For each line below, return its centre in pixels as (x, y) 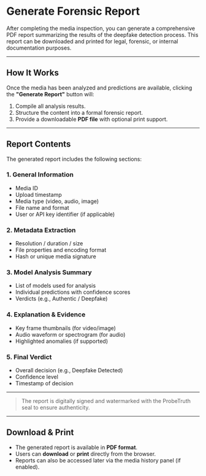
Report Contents (39, 144)
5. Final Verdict (29, 357)
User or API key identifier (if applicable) (65, 214)
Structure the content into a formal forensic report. (79, 112)
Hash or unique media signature (55, 256)
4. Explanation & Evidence (46, 315)
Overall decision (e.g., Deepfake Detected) (69, 370)
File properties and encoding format (61, 250)
